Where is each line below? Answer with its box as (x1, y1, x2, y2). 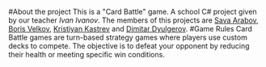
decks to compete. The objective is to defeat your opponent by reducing (8, 41, 250, 51)
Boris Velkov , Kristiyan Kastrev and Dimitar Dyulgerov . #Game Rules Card (8, 24, 253, 33)
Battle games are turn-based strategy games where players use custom (8, 32, 248, 42)
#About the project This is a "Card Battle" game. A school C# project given (8, 7, 257, 16)
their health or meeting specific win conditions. (8, 50, 166, 59)
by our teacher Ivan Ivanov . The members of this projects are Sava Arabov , (8, 15, 259, 25)
